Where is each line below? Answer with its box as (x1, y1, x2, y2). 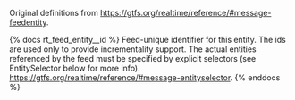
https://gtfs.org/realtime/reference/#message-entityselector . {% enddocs (9, 72, 281, 83)
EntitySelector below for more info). (9, 62, 140, 73)
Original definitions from (9, 8, 98, 18)
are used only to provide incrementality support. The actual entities (9, 44, 257, 54)
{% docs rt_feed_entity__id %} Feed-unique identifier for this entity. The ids (9, 35, 286, 45)
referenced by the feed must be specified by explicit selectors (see (9, 54, 257, 63)
